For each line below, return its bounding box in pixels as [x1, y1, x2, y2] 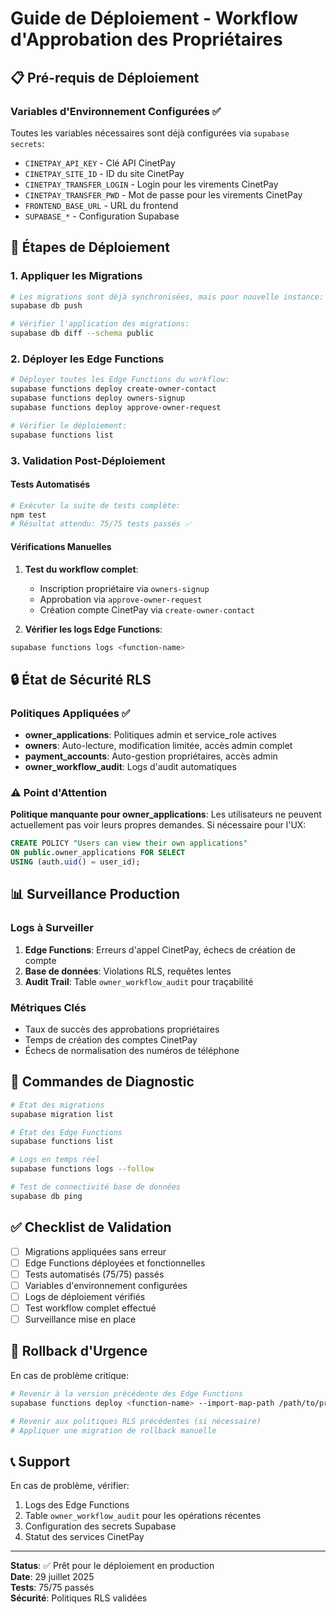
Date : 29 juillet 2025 [10, 1571, 95, 1583]
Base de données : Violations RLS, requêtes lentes [24, 965, 232, 977]
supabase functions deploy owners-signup [10, 393, 186, 404]
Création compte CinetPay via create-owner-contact [39, 603, 255, 616]
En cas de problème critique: [10, 1369, 129, 1381]
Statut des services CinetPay [24, 1531, 145, 1543]
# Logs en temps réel [10, 1155, 101, 1165]
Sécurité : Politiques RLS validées [10, 1592, 148, 1604]
